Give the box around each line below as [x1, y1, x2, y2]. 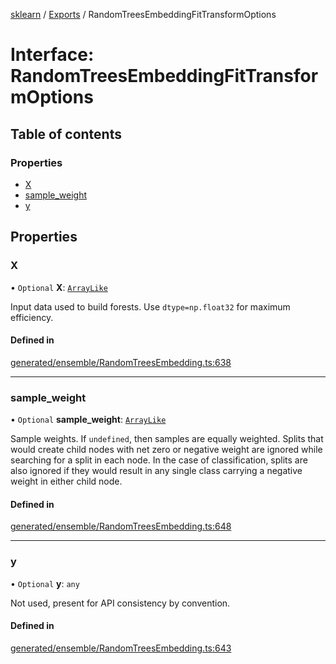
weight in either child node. [10, 475, 123, 488]
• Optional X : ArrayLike [10, 281, 108, 293]
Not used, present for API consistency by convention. [10, 597, 231, 609]
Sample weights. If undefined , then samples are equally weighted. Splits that [10, 433, 324, 445]
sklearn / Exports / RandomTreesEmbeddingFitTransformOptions [10, 9, 277, 20]
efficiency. [10, 311, 54, 323]
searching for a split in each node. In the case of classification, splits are [10, 454, 308, 466]
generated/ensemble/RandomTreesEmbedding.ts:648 [10, 520, 232, 533]
